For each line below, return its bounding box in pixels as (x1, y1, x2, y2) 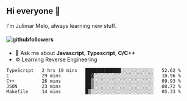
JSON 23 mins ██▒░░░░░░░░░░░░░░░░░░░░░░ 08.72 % (6, 83, 182, 90)
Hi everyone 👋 (6, 6, 61, 16)
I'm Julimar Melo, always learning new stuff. (6, 22, 117, 29)
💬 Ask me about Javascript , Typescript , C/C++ (15, 50, 136, 57)
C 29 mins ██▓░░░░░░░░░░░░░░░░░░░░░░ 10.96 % (6, 73, 182, 79)
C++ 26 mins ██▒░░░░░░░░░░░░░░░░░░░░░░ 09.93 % (6, 78, 182, 85)
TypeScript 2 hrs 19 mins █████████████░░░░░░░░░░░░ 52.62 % (6, 68, 182, 74)
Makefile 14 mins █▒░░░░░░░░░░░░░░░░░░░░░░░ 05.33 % (6, 89, 182, 95)
